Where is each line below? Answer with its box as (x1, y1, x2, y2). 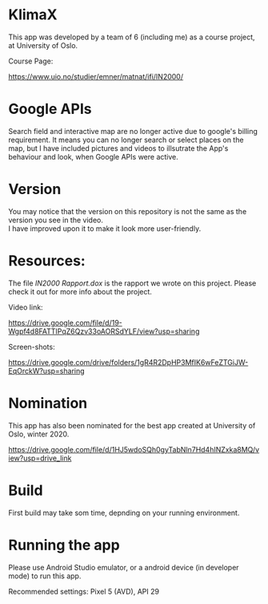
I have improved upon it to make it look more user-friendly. (8, 223, 202, 233)
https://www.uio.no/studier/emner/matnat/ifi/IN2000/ (8, 71, 184, 81)
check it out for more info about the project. (8, 286, 152, 296)
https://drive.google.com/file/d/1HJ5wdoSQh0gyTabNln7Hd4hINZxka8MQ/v (8, 444, 260, 454)
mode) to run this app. (8, 571, 82, 581)
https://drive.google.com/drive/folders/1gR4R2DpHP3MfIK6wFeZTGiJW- (8, 357, 249, 367)
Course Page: (8, 56, 54, 66)
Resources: (8, 252, 86, 270)
